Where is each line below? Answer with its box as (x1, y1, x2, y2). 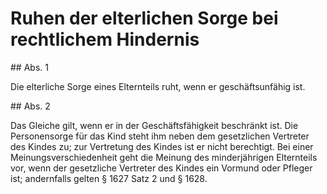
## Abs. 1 (10, 61, 49, 73)
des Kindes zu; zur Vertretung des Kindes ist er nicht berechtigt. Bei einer (10, 140, 314, 152)
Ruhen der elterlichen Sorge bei (10, 7, 279, 30)
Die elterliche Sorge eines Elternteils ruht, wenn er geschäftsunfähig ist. (10, 80, 306, 92)
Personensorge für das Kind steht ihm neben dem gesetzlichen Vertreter (10, 130, 310, 142)
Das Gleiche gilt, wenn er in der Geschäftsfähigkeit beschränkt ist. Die (10, 119, 299, 131)
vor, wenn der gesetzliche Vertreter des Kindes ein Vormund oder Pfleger (10, 162, 313, 174)
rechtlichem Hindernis (10, 28, 200, 51)
